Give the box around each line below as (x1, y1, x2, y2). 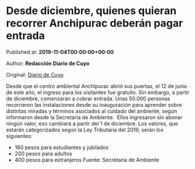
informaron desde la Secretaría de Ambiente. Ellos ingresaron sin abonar (6, 113, 183, 121)
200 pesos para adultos (14, 150, 72, 157)
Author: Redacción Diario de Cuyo (6, 60, 90, 67)
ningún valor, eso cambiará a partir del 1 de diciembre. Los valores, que (6, 120, 179, 127)
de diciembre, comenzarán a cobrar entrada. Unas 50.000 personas (6, 95, 170, 102)
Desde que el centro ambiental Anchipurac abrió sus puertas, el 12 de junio (6, 82, 187, 89)
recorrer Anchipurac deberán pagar (6, 16, 183, 30)
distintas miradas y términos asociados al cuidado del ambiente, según (6, 107, 177, 114)
